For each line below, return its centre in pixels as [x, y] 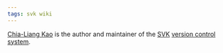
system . [19, 41]
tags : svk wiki [30, 14]
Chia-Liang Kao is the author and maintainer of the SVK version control [111, 34]
